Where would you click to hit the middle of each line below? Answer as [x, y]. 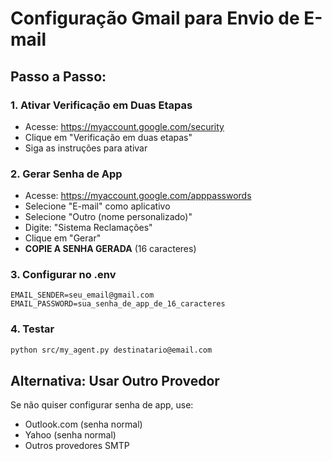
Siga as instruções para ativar [86, 148]
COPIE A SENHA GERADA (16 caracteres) [110, 249]
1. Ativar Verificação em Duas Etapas [101, 105]
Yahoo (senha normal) [70, 435]
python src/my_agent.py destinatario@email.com [111, 350]
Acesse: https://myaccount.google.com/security [124, 126]
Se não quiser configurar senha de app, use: [102, 405]
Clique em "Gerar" [63, 238]
